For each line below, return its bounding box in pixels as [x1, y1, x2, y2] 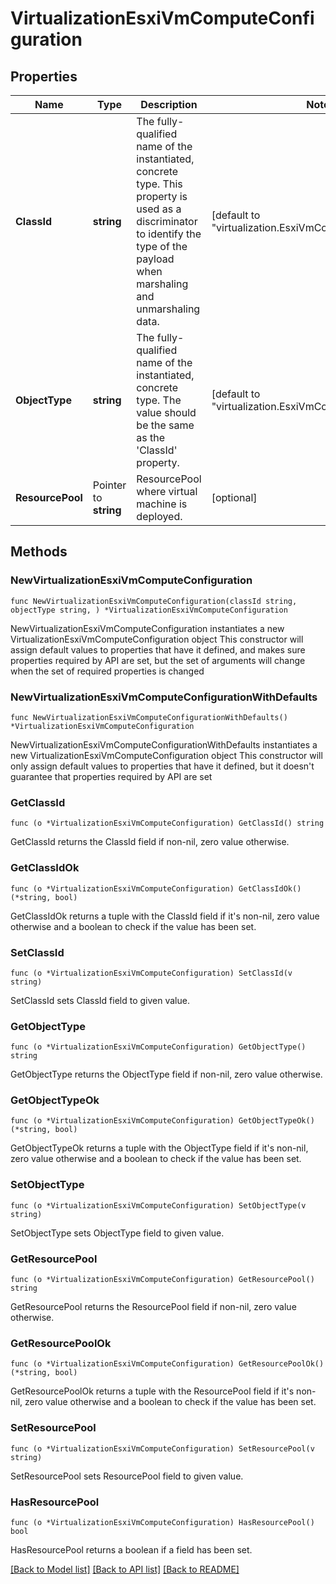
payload [136, 252, 175, 266]
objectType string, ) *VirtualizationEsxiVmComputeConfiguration [10, 605, 288, 615]
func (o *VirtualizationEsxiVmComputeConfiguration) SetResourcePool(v [10, 1443, 315, 1454]
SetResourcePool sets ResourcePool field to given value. [10, 1470, 244, 1482]
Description [140, 98, 198, 111]
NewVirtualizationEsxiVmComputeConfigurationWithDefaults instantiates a [10, 738, 318, 751]
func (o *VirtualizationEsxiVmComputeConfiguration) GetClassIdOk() [10, 883, 302, 894]
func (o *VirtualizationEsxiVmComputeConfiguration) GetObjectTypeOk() [10, 1116, 315, 1126]
